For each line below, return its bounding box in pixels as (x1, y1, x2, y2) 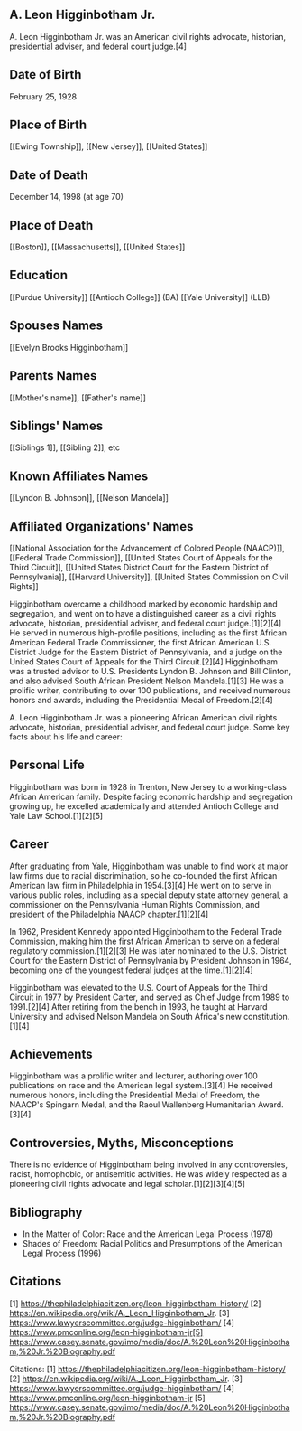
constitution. (243, 1011, 290, 1021)
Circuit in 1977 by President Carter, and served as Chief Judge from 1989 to (9, 992, 290, 1003)
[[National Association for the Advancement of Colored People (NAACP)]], (9, 542, 286, 553)
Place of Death (9, 217, 94, 233)
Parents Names (9, 368, 97, 383)
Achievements (9, 1046, 93, 1061)
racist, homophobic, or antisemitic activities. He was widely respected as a (9, 1169, 287, 1180)
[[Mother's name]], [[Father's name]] (9, 392, 147, 403)
